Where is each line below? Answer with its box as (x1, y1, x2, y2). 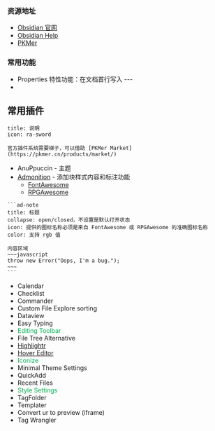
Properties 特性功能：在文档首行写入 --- (17, 75, 133, 83)
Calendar (17, 282, 44, 290)
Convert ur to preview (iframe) (17, 409, 105, 417)
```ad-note (7, 202, 39, 209)
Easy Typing (17, 319, 54, 327)
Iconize (17, 356, 39, 365)
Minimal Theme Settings (17, 364, 87, 372)
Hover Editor (17, 349, 54, 357)
